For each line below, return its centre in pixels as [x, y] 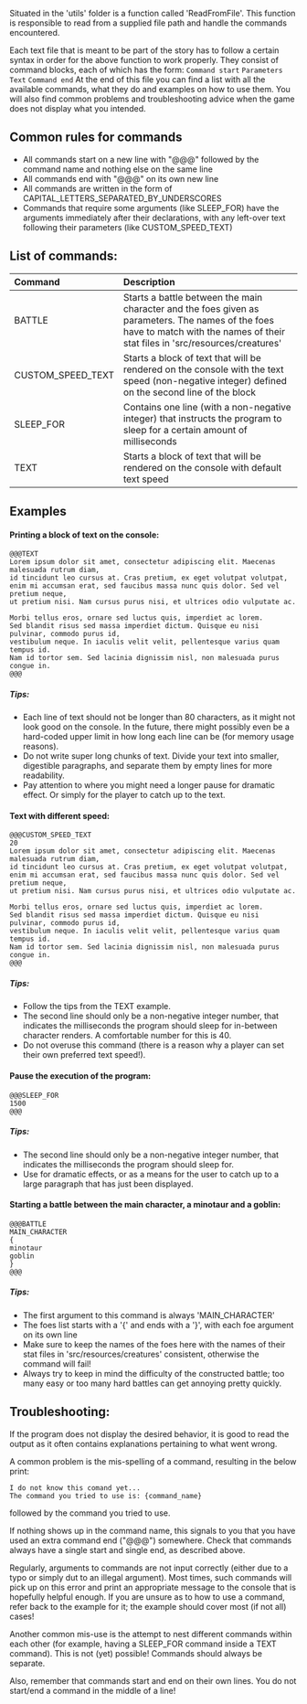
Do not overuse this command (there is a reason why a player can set [153, 1045]
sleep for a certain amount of [185, 430]
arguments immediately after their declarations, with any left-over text [154, 218]
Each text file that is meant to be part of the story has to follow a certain [144, 50]
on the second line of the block [190, 392]
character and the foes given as [191, 308]
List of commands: [64, 256]
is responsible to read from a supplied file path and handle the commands [148, 23]
